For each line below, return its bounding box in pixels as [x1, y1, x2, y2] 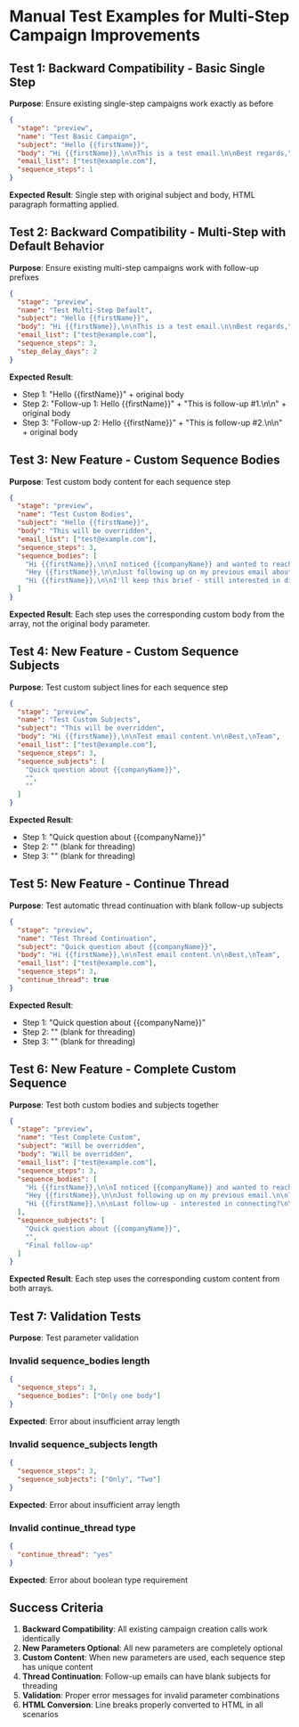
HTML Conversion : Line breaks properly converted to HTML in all [21, 1699, 264, 1710]
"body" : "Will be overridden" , [17, 1150, 133, 1159]
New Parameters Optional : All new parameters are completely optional [21, 1642, 283, 1654]
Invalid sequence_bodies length [9, 1355, 150, 1367]
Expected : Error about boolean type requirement [9, 1575, 189, 1585]
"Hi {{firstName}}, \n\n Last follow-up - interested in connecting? [25, 1199, 280, 1208]
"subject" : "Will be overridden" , [17, 1142, 145, 1150]
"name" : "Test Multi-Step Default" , [17, 306, 153, 315]
